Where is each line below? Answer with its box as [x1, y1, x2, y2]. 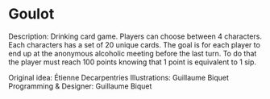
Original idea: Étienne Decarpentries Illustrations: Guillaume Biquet [8, 72, 230, 82]
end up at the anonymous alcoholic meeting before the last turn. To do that [8, 48, 257, 58]
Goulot [8, 5, 55, 23]
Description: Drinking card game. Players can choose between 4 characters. [8, 31, 262, 41]
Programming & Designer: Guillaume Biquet [8, 81, 152, 91]
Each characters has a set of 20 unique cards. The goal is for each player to [8, 39, 260, 49]
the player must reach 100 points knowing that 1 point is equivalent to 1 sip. [8, 57, 256, 67]
